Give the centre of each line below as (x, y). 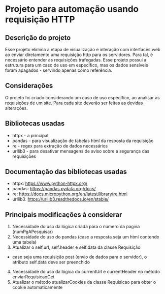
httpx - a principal (30, 135)
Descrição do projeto (38, 38)
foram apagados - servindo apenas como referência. (59, 70)
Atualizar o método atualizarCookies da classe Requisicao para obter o (84, 282)
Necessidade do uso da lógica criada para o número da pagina (76, 227)
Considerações (29, 86)
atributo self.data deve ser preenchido (51, 262)
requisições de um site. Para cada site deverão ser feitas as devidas (74, 103)
